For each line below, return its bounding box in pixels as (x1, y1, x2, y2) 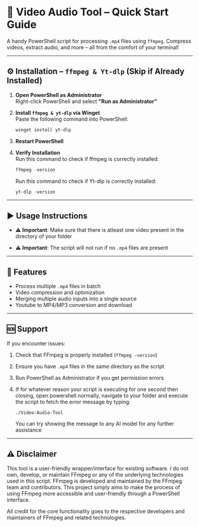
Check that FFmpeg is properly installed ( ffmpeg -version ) (15, 351, 158, 358)
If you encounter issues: (6, 340, 66, 347)
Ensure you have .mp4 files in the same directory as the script (15, 363, 165, 370)
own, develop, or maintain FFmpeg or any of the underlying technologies (6, 471, 184, 478)
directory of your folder (15, 233, 73, 240)
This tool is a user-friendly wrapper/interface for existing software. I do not (6, 464, 188, 472)
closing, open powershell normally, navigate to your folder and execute (15, 392, 188, 399)
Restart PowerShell (15, 137, 64, 144)
